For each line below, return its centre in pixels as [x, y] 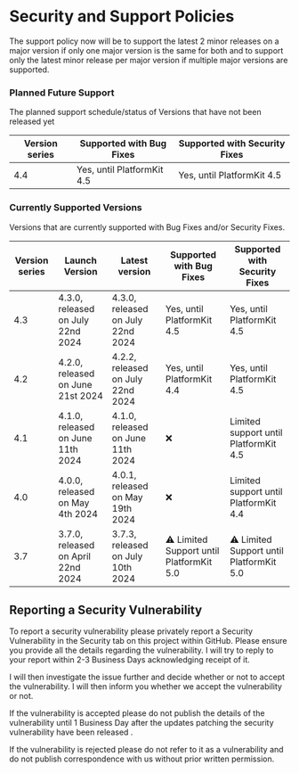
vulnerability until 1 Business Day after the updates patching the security [141, 723]
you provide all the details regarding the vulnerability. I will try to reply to [141, 650]
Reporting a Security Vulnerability [106, 609]
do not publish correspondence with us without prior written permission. [142, 759]
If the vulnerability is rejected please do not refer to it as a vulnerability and [146, 750]
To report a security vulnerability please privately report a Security [131, 631]
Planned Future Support [62, 93]
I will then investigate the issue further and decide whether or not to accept [147, 677]
